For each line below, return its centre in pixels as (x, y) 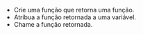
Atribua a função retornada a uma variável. (75, 17)
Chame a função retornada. (53, 24)
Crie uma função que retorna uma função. (74, 10)
